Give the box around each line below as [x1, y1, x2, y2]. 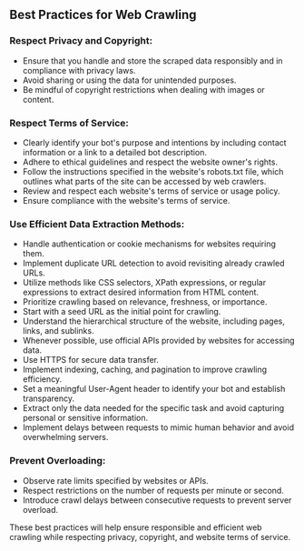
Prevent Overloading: [9, 455, 106, 467]
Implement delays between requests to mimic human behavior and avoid [22, 422, 295, 433]
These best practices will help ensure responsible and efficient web [9, 522, 262, 533]
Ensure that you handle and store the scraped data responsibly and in [22, 55, 283, 66]
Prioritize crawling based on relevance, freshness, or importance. [22, 296, 268, 307]
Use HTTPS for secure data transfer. [22, 355, 159, 366]
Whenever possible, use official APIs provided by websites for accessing [22, 336, 295, 346]
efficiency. [22, 374, 62, 385]
